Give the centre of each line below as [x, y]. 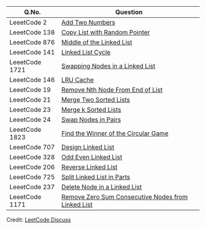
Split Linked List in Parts [96, 177]
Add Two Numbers [88, 22]
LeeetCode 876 [32, 42]
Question [129, 12]
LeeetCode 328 [32, 157]
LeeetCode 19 [30, 90]
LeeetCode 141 [32, 52]
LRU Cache [77, 80]
